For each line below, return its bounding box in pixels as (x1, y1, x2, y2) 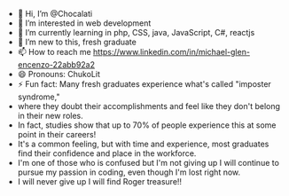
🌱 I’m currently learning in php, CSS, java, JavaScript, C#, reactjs (17, 27, 255, 37)
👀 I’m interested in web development (17, 18, 152, 28)
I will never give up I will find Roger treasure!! (17, 176, 183, 186)
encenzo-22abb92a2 (17, 59, 96, 70)
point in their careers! (17, 129, 97, 139)
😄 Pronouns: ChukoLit (17, 69, 100, 79)
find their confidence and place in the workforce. (17, 148, 197, 159)
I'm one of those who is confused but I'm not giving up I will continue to (17, 158, 279, 168)
